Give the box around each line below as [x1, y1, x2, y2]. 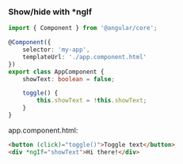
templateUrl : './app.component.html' [22, 53, 147, 61]
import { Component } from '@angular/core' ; [8, 24, 158, 32]
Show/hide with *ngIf [8, 6, 93, 17]
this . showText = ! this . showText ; [36, 97, 147, 105]
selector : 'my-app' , [22, 46, 90, 54]
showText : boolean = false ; [22, 75, 115, 83]
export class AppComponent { [8, 68, 105, 76]
